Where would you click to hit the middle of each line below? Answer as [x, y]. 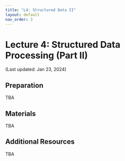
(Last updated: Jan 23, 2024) [36, 70]
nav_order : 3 [19, 19]
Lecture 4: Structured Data [63, 44]
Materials [21, 114]
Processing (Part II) [46, 55]
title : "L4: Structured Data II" [41, 10]
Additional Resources [40, 142]
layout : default [22, 15]
